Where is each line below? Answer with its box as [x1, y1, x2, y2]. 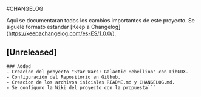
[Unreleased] [6, 47, 58, 58]
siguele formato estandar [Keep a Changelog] [6, 24, 121, 30]
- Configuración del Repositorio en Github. [6, 74, 121, 80]
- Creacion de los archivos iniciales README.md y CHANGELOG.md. [6, 79, 175, 85]
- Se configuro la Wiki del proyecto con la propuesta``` [6, 84, 156, 90]
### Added [6, 63, 32, 69]
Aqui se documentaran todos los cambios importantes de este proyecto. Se [6, 17, 196, 24]
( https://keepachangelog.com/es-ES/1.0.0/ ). [6, 30, 117, 37]
